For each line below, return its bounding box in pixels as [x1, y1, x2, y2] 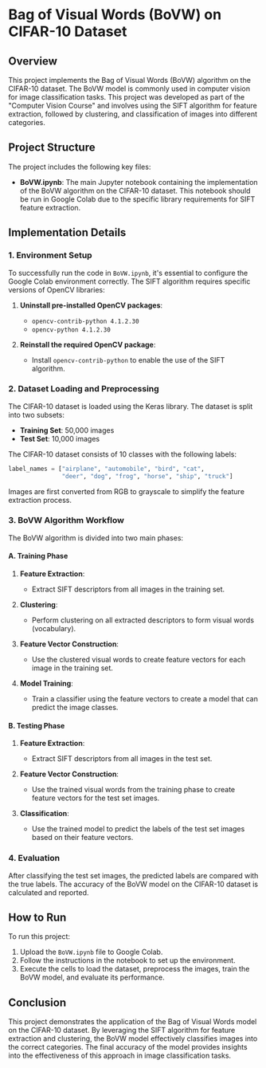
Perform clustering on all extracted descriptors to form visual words [31, 615, 255, 625]
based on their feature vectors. [31, 833, 134, 842]
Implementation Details [8, 226, 127, 240]
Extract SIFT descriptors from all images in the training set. [31, 584, 225, 595]
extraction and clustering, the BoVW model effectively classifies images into [8, 1034, 258, 1043]
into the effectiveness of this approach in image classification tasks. [8, 1050, 232, 1061]
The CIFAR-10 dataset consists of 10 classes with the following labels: [8, 449, 237, 459]
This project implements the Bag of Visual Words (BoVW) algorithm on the [8, 76, 251, 84]
